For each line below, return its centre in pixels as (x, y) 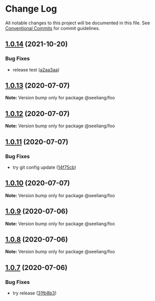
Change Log (31, 9)
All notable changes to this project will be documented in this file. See (78, 23)
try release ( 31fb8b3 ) (35, 293)
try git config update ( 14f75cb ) (44, 167)
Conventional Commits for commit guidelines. (53, 28)
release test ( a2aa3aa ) (36, 69)
